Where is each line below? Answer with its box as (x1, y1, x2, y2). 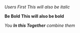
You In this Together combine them (4, 22, 75, 28)
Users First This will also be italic (4, 4, 70, 10)
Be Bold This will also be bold (4, 13, 65, 19)
